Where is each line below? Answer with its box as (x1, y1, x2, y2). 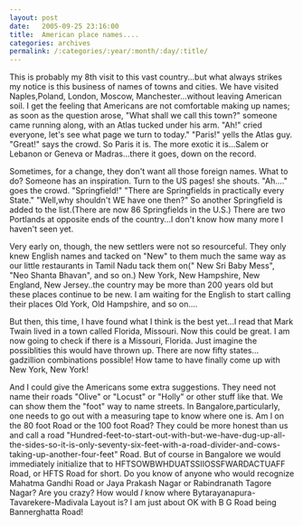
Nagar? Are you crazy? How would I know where (9, 487, 192, 498)
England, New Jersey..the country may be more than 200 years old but (9, 279, 274, 290)
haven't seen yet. (9, 223, 74, 235)
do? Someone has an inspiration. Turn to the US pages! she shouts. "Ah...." (9, 175, 288, 186)
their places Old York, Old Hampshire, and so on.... (9, 299, 198, 310)
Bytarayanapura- (192, 487, 256, 498)
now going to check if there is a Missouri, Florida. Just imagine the (9, 335, 258, 346)
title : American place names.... (9, 30, 140, 39)
